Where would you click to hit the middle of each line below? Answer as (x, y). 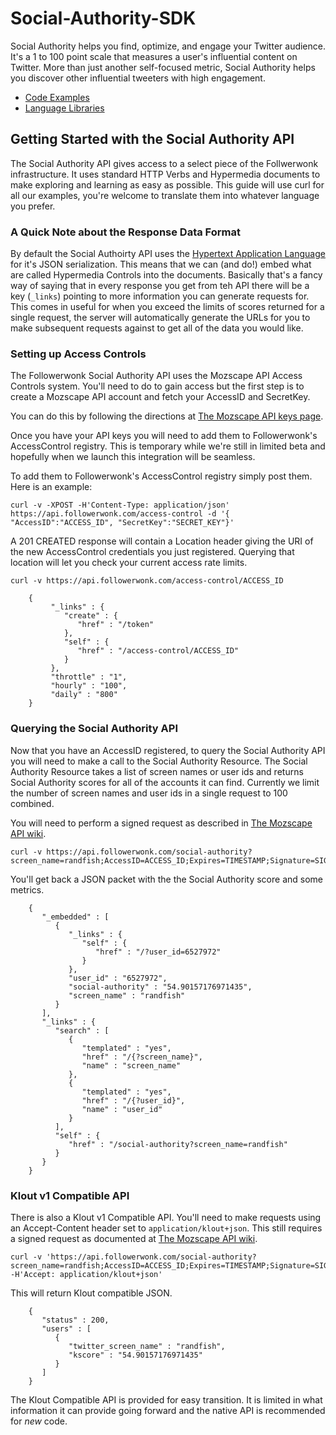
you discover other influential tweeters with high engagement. (138, 78)
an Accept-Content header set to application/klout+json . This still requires (166, 1228)
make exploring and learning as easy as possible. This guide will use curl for (167, 184)
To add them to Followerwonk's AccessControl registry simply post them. (161, 476)
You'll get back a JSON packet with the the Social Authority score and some (166, 879)
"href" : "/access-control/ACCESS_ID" (158, 651)
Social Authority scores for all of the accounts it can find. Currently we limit (165, 782)
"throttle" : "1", (89, 677)
